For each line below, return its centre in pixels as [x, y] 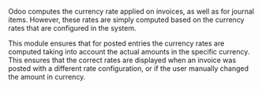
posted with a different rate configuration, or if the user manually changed [128, 69]
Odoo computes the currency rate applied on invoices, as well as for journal [131, 11]
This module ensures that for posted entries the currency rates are [116, 43]
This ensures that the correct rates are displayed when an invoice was [122, 60]
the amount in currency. [47, 77]
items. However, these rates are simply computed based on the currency [126, 20]
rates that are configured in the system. [72, 28]
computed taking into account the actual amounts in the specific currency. [129, 52]
